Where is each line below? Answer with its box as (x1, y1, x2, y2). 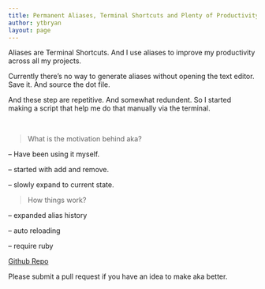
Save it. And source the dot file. (8, 80, 110, 89)
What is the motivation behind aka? (27, 134, 142, 144)
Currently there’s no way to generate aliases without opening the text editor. (8, 72, 255, 81)
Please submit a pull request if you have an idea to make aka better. (8, 272, 228, 281)
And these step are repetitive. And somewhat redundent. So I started (8, 96, 232, 105)
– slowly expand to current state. (8, 180, 114, 190)
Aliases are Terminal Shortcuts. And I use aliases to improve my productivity (8, 48, 256, 58)
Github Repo (8, 257, 49, 266)
